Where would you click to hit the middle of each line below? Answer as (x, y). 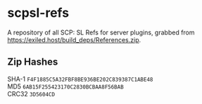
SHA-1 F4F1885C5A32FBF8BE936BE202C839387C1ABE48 (80, 79)
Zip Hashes (33, 62)
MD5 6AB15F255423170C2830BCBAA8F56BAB (66, 86)
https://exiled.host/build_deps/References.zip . (74, 39)
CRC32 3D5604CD (31, 93)
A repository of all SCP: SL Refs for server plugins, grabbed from (101, 32)
